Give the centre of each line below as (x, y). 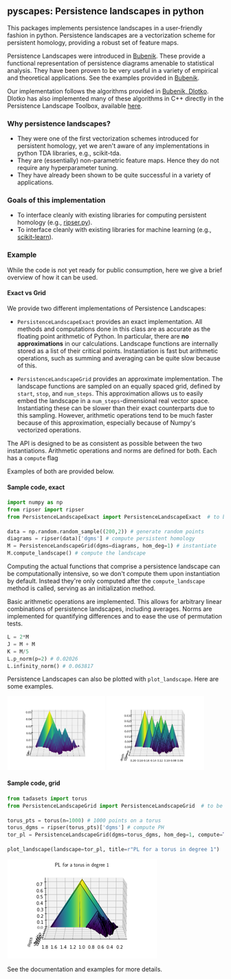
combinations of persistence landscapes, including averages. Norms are (110, 609)
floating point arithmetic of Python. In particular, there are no (103, 336)
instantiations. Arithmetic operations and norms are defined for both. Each (112, 451)
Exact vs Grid (26, 293)
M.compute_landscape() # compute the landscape (77, 553)
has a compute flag (33, 458)
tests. (15, 624)
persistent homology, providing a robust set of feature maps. (93, 42)
